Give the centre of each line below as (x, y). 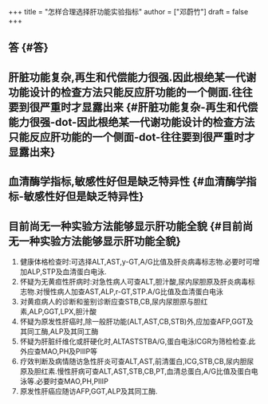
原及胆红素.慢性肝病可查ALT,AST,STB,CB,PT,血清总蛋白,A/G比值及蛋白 (135, 371)
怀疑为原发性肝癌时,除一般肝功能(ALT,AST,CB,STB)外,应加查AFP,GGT (133, 321)
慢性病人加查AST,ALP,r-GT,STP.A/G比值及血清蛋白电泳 (133, 291)
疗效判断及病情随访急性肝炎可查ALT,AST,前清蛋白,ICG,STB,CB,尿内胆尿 (137, 361)
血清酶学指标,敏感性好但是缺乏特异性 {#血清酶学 (127, 182)
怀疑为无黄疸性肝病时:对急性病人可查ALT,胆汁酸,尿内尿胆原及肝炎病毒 (134, 281)
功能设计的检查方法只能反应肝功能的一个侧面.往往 (131, 92)
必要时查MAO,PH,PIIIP (72, 381)
